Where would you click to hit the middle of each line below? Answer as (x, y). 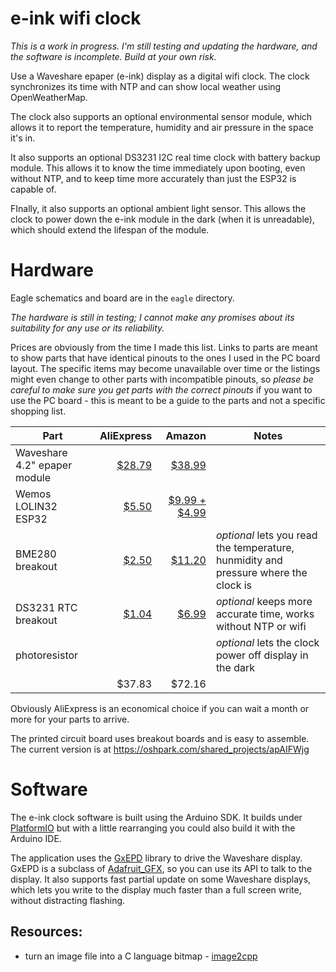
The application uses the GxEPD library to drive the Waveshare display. (156, 858)
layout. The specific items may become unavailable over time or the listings (165, 368)
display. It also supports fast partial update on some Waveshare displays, (161, 879)
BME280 (36, 554)
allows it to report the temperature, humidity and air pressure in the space (162, 127)
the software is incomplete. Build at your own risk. (113, 56)
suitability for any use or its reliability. (87, 328)
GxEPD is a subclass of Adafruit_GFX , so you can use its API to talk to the (161, 868)
